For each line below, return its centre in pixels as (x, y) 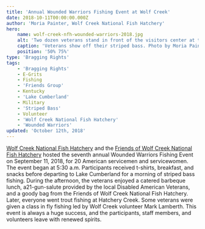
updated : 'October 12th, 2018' (46, 131)
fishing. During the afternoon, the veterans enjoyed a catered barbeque (96, 181)
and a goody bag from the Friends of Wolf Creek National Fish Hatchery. (97, 193)
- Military (31, 102)
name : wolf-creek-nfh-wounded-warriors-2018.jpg (80, 35)
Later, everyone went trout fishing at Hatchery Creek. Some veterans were (100, 200)
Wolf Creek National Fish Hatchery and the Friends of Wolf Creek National (99, 148)
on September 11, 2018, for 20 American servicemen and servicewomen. (97, 161)
